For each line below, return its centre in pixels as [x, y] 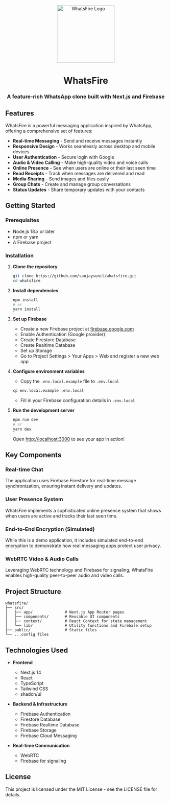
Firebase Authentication [45, 714]
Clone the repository [35, 266]
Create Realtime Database [48, 345]
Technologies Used [37, 650]
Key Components [33, 455]
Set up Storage [36, 351]
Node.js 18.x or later [34, 231]
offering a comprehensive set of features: [49, 131]
